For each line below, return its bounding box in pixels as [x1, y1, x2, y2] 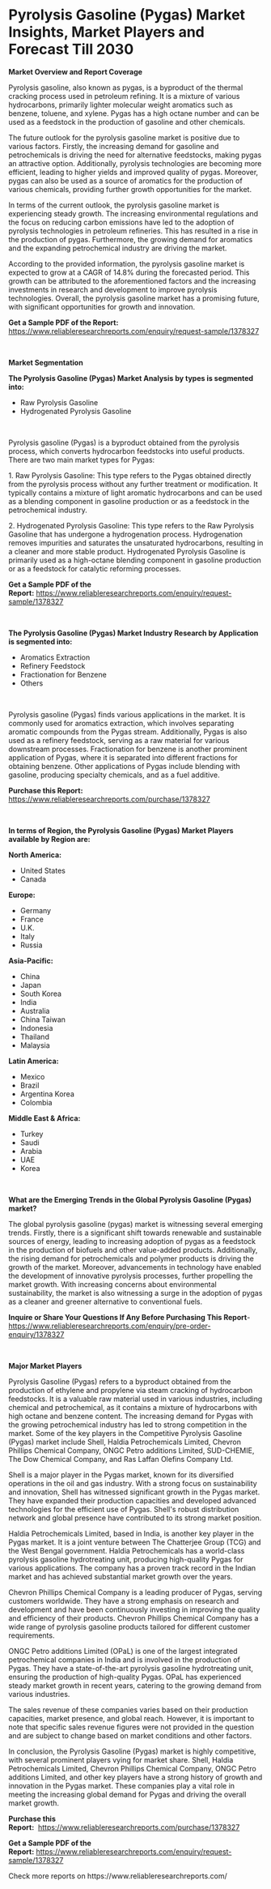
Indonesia [19, 1023, 53, 1032]
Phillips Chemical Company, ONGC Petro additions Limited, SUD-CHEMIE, [8, 1445, 255, 1455]
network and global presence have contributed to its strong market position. [8, 1513, 262, 1523]
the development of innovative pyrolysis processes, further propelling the [8, 1271, 253, 1280]
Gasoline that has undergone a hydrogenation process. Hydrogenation [8, 529, 243, 539]
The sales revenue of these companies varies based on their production [8, 1704, 248, 1715]
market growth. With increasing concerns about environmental [8, 1279, 217, 1289]
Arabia [19, 1146, 43, 1156]
